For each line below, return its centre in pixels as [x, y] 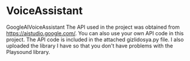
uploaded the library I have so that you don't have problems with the [90, 46]
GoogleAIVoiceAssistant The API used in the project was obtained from [93, 27]
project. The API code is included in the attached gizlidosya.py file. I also [95, 39]
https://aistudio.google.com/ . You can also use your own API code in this [95, 33]
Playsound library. [28, 52]
